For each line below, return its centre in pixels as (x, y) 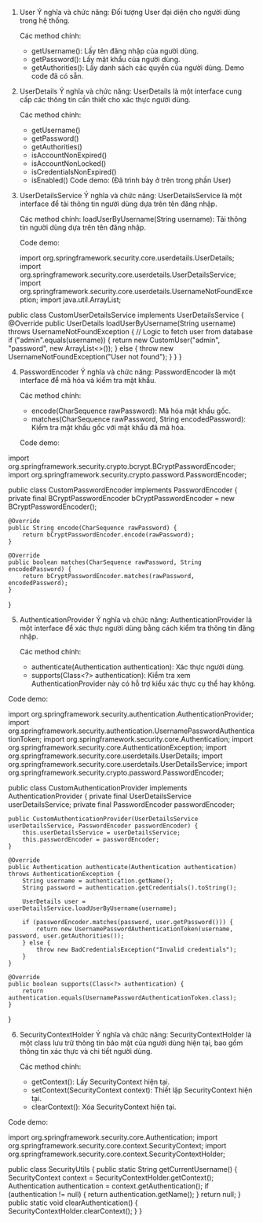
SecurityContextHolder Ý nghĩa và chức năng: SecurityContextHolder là (135, 1035)
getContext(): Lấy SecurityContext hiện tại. (100, 1082)
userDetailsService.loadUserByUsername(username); (93, 908)
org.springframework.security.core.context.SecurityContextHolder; (117, 1154)
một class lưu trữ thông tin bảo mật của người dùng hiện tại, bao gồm (131, 1043)
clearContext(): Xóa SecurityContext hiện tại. (104, 1107)
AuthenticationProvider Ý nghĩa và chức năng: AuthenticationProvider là (136, 620)
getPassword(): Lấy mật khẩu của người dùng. (106, 59)
